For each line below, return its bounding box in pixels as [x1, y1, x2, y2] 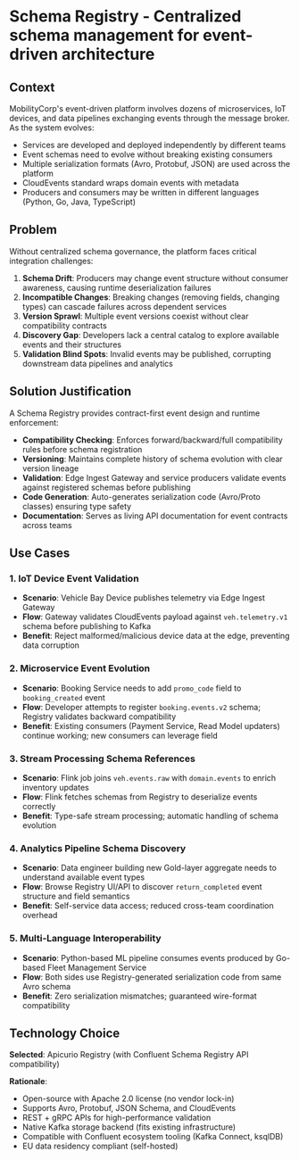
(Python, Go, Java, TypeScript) [21, 196, 137, 207]
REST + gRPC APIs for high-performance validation [21, 1113, 212, 1123]
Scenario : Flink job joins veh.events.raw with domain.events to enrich [21, 772, 277, 783]
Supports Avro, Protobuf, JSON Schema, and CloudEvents [21, 1103, 237, 1114]
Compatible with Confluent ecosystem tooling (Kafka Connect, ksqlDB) [21, 1131, 284, 1142]
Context [9, 79, 55, 95]
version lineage [21, 462, 79, 474]
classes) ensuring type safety [21, 501, 132, 511]
